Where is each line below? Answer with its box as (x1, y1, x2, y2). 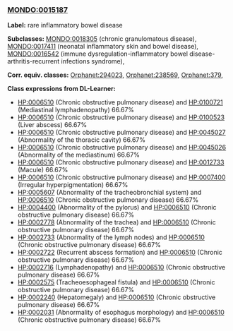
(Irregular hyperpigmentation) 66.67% (17, 181, 129, 189)
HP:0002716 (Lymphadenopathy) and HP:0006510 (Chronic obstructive (17, 263, 226, 272)
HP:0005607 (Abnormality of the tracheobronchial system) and (17, 188, 202, 197)
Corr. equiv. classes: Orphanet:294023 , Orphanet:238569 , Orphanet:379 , (7, 71, 224, 79)
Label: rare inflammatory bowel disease (7, 21, 123, 30)
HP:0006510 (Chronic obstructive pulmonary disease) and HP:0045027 (17, 128, 226, 137)
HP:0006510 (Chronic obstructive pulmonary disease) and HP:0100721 (17, 98, 224, 107)
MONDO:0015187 (7, 5, 68, 15)
